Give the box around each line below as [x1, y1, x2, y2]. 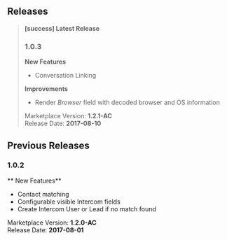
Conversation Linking [34, 71, 97, 80]
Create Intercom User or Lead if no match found [17, 204, 156, 213]
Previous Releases [7, 139, 90, 151]
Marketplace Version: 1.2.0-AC [7, 218, 97, 227]
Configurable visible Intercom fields [17, 197, 121, 206]
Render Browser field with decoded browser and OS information [34, 98, 221, 107]
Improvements [24, 85, 69, 93]
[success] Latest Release [24, 24, 100, 32]
